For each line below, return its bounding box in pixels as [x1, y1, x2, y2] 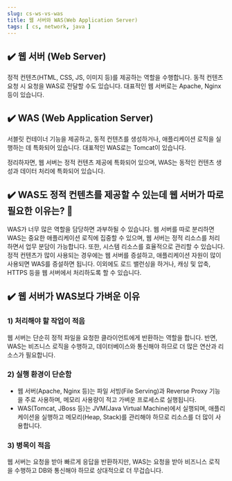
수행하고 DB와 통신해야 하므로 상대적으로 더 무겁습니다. [14, 466, 163, 475]
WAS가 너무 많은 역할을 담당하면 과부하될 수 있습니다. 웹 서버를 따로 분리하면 [7, 225, 215, 233]
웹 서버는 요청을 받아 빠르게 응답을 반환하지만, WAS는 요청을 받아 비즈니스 [7, 457, 208, 466]
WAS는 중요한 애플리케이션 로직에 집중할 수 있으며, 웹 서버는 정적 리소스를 [7, 233, 208, 242]
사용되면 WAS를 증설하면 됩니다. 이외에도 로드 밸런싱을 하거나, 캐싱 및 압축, [7, 260, 211, 268]
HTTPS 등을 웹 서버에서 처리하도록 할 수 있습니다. [7, 268, 142, 276]
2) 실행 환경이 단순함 [7, 369, 72, 379]
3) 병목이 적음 [7, 440, 51, 450]
